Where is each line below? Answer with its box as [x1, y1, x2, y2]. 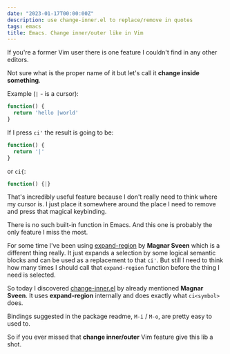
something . [7, 77, 41, 85]
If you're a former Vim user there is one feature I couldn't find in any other [7, 48, 218, 57]
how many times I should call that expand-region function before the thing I [7, 264, 220, 272]
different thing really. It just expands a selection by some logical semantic [7, 249, 216, 257]
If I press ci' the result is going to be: [7, 128, 114, 137]
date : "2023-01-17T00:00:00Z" [7, 10, 95, 17]
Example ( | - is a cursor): [7, 90, 79, 98]
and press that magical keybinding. [7, 208, 107, 216]
